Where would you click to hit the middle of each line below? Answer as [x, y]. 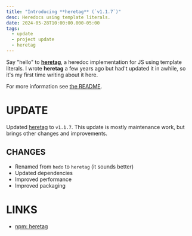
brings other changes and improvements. [57, 133]
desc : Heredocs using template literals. [58, 17]
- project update [33, 39]
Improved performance [43, 179]
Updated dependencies [44, 173]
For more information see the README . [54, 86]
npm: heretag [31, 226]
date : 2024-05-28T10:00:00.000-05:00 [53, 23]
